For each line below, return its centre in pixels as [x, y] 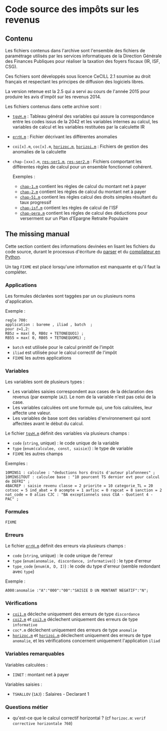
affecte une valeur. [32, 413]
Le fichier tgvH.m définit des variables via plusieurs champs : [67, 433]
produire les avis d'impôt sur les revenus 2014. [53, 97]
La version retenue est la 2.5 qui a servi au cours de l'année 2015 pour [77, 91]
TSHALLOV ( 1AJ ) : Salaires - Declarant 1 [51, 694]
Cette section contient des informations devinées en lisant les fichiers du [80, 246]
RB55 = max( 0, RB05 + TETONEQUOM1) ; [45, 338]
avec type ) [23, 571]
